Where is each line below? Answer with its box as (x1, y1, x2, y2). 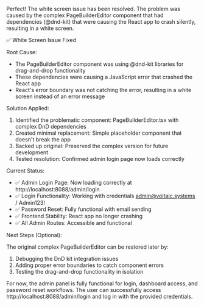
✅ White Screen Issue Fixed (6, 37, 76, 43)
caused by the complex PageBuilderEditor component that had (6, 12, 164, 19)
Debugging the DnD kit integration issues (15, 255, 119, 262)
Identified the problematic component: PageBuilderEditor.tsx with (15, 116, 179, 124)
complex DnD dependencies (15, 123, 86, 130)
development (15, 149, 49, 156)
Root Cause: (6, 49, 38, 55)
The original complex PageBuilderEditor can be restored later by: (6, 243, 169, 251)
